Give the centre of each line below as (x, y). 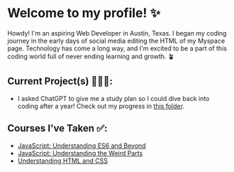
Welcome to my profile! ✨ (84, 13)
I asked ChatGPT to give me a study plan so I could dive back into (113, 98)
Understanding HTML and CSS (63, 161)
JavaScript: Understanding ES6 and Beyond (82, 145)
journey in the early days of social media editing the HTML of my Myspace (116, 41)
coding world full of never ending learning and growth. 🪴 (91, 56)
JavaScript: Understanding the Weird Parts (80, 153)
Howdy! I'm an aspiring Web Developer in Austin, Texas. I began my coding (117, 33)
